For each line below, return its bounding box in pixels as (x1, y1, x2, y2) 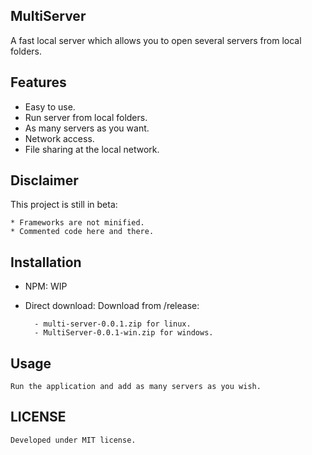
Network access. (24, 132, 95, 144)
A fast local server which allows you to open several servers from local (10, 34, 302, 46)
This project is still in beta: (10, 199, 118, 211)
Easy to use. (24, 100, 76, 113)
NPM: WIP (24, 280, 68, 293)
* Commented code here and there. (10, 227, 155, 237)
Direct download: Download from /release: (24, 300, 200, 312)
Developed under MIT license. (10, 435, 137, 445)
